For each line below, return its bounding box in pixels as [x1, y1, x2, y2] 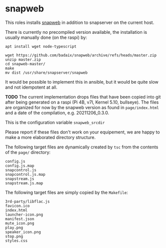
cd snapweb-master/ [5, 61, 46, 66]
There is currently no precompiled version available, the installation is [5, 29, 148, 35]
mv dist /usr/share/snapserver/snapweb [5, 70, 88, 75]
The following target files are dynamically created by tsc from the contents [5, 144, 159, 150]
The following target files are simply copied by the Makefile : [5, 189, 128, 195]
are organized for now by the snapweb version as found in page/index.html [5, 104, 159, 110]
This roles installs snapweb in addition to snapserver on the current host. [5, 19, 155, 25]
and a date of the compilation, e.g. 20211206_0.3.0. [5, 110, 109, 116]
